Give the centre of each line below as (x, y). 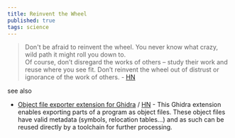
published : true (31, 21)
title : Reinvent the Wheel (47, 14)
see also (20, 91)
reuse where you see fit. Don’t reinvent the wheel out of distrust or (122, 70)
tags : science (28, 27)
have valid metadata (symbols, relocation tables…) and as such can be (121, 120)
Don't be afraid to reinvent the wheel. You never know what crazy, (121, 47)
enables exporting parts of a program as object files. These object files (121, 112)
